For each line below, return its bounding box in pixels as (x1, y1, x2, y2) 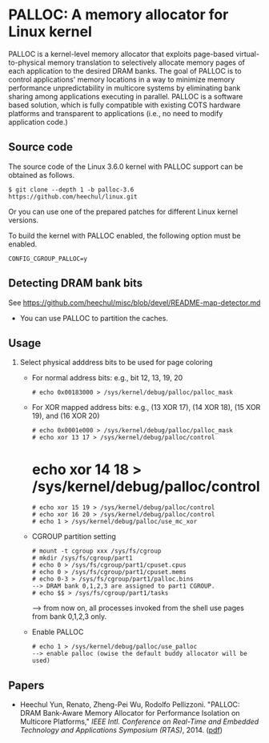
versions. (8, 215, 38, 225)
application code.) (8, 117, 68, 127)
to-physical (8, 58, 46, 67)
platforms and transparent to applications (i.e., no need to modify (8, 108, 223, 118)
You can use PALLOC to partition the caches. (19, 313, 168, 323)
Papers (8, 678, 45, 692)
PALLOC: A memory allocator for (8, 6, 229, 24)
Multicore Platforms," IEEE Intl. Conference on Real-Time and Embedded (19, 717, 259, 726)
